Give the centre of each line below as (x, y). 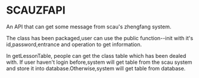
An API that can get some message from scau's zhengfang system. (89, 27)
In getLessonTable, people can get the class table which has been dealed (96, 56)
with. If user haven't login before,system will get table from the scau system (99, 62)
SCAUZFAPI (36, 10)
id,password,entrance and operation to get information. (74, 44)
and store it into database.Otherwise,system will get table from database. (96, 68)
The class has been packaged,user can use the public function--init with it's (100, 38)
